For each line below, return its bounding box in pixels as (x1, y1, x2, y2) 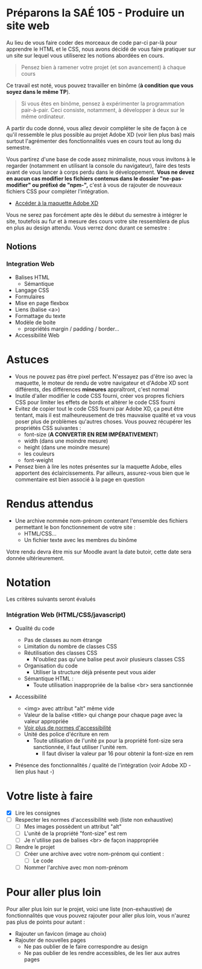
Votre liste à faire (6, 789, 93, 802)
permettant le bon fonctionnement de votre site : (14, 523, 136, 531)
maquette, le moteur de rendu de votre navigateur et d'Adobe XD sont (14, 379, 189, 386)
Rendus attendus (6, 497, 93, 511)
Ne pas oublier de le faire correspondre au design (24, 943, 148, 950)
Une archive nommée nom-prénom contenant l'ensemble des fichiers (14, 517, 188, 524)
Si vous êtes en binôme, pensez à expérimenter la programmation (21, 100, 185, 107)
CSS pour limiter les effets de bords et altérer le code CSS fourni (14, 399, 176, 406)
